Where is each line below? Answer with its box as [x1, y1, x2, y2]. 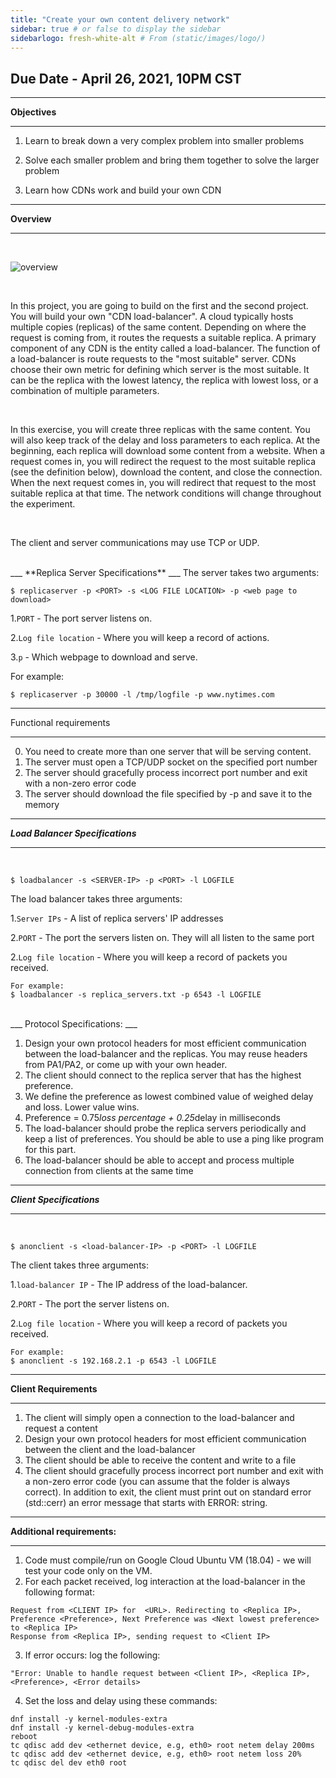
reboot [10, 1732, 38, 1742]
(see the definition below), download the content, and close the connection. [10, 466, 323, 478]
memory [24, 799, 60, 811]
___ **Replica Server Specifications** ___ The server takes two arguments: [10, 567, 320, 579]
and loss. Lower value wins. [24, 1101, 140, 1113]
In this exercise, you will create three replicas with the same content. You [10, 424, 311, 436]
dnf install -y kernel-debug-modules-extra [10, 1723, 195, 1733]
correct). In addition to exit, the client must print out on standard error [24, 1486, 312, 1498]
